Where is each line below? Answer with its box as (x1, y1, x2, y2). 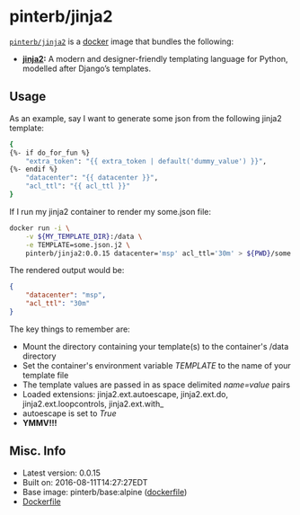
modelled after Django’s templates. (22, 63, 151, 74)
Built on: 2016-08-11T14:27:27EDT (22, 476, 148, 487)
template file (22, 369, 69, 380)
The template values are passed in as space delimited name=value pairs (22, 379, 290, 390)
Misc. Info (9, 443, 66, 459)
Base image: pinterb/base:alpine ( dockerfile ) (22, 486, 188, 497)
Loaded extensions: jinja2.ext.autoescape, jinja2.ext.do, (22, 388, 229, 399)
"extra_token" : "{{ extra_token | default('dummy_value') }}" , (25, 156, 268, 165)
